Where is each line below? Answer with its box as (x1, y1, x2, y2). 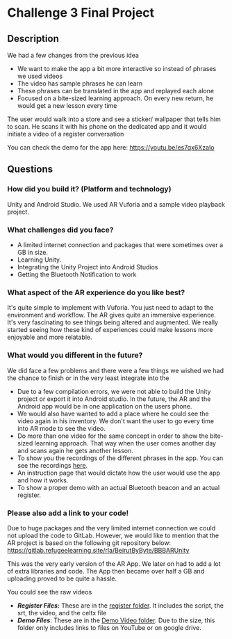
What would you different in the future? (7, 350, 143, 360)
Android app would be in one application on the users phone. (17, 402, 192, 410)
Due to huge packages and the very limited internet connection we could (7, 523, 216, 532)
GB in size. (17, 248, 49, 256)
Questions (7, 164, 53, 175)
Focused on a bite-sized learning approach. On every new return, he (17, 94, 214, 102)
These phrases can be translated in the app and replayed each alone (17, 87, 214, 95)
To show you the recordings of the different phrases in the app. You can (17, 454, 224, 462)
